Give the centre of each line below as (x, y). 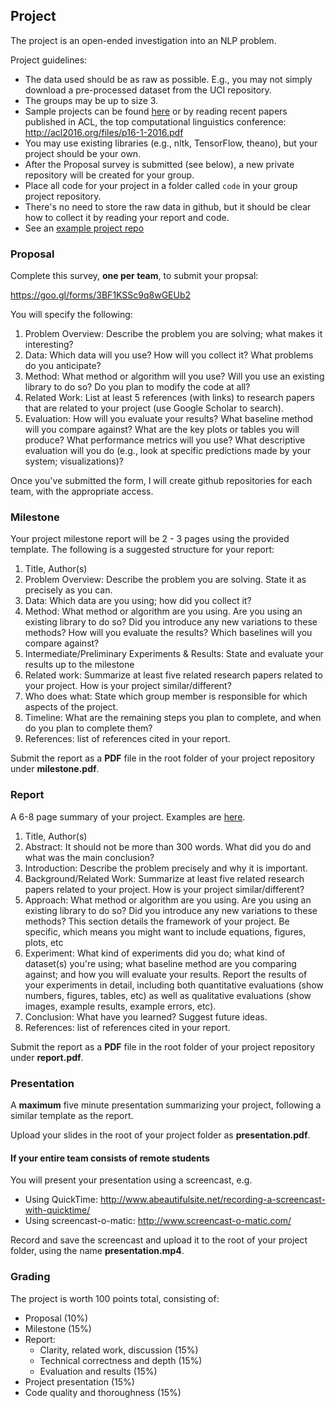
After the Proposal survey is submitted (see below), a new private (159, 164)
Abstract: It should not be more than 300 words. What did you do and (168, 846)
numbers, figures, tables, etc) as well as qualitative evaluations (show (168, 995)
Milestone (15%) (58, 1328)
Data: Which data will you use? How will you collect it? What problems (169, 355)
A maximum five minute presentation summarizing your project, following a (166, 1105)
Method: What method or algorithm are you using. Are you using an (163, 611)
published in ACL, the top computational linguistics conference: (155, 121)
